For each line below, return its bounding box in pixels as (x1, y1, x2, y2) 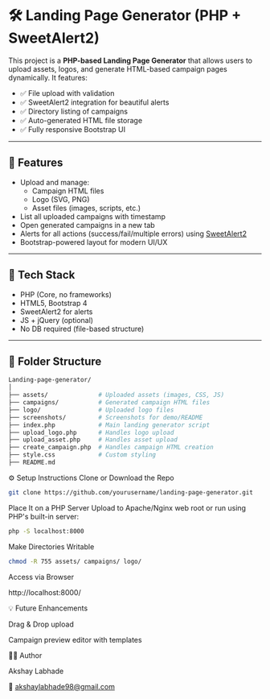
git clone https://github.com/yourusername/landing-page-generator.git (8, 488, 253, 496)
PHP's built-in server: (8, 511, 80, 521)
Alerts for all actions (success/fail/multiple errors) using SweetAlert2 (19, 229, 247, 238)
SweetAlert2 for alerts (19, 307, 93, 316)
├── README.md (8, 458, 56, 466)
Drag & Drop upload (8, 619, 74, 629)
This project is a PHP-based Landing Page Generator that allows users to (8, 56, 253, 65)
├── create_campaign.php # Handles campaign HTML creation (8, 444, 215, 452)
